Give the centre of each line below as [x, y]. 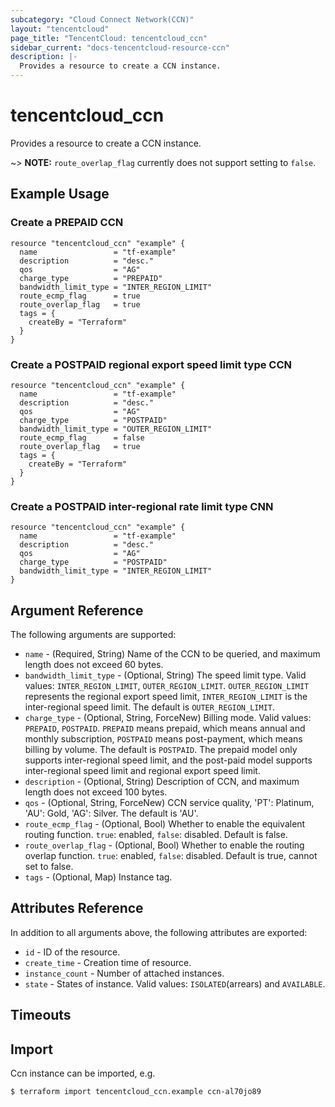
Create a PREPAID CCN [67, 223]
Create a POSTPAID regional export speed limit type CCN [151, 364]
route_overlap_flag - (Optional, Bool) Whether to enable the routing [164, 845]
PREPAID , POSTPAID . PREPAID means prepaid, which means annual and [165, 728]
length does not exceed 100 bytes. [96, 792]
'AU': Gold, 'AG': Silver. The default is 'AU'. [111, 813]
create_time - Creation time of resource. [108, 962]
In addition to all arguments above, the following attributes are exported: [159, 932]
